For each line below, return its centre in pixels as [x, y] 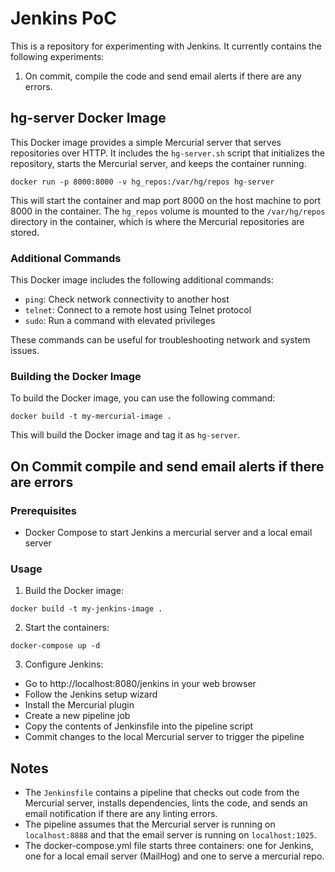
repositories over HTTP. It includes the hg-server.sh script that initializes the [167, 153]
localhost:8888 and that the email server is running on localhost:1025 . [170, 835]
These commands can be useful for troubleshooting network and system [160, 340]
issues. [25, 351]
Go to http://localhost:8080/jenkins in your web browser [140, 684]
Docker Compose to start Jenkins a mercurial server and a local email [168, 533]
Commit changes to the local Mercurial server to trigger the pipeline [164, 737]
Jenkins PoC [63, 18]
